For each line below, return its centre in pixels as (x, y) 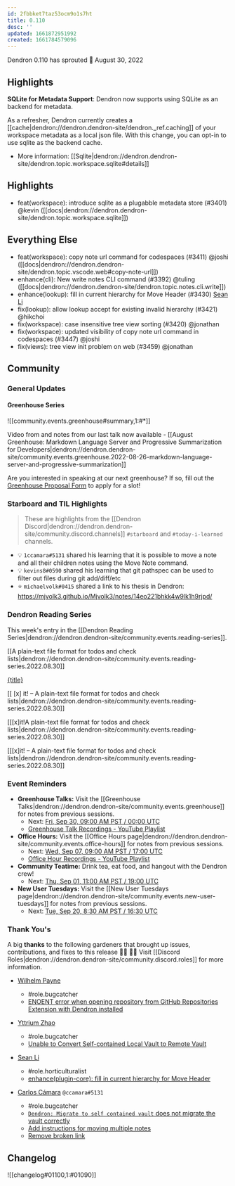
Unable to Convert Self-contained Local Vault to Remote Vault (117, 1044)
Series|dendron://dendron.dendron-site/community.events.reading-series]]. (117, 637)
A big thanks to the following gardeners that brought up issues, (99, 945)
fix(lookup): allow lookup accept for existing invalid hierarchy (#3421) (117, 309)
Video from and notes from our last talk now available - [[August (100, 435)
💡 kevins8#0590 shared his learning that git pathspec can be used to (115, 570)
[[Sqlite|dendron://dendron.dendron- (124, 156)
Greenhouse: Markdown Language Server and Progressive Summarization (115, 442)
